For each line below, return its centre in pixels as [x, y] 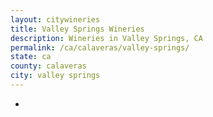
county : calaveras [48, 66]
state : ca [31, 57]
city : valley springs [55, 76]
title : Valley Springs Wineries [77, 29]
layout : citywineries [55, 19]
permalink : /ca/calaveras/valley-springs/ [100, 47]
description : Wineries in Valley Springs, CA [106, 38]
